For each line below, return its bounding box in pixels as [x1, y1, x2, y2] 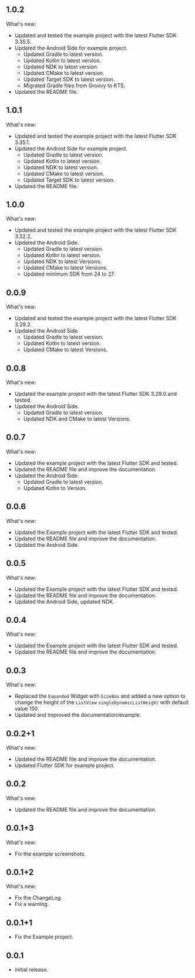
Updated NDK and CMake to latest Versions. [23, 415, 131, 422]
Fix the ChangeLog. [14, 894, 63, 901]
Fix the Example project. [14, 933, 73, 940]
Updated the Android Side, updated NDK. [14, 598, 115, 605]
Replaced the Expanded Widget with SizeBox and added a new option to [14, 693, 186, 700]
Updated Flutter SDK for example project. [14, 762, 115, 769]
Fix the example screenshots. [14, 850, 86, 857]
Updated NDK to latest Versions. [23, 258, 102, 265]
